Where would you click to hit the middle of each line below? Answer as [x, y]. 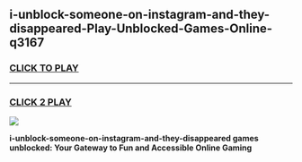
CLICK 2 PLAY [40, 102]
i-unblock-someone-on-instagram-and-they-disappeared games [134, 138]
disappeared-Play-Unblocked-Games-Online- [141, 29]
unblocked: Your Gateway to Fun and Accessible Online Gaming [131, 148]
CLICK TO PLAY [44, 68]
